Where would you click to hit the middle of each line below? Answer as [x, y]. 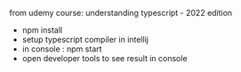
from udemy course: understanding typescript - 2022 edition [121, 13]
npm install [42, 30]
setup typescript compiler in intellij [85, 40]
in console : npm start [62, 49]
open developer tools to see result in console [105, 58]
